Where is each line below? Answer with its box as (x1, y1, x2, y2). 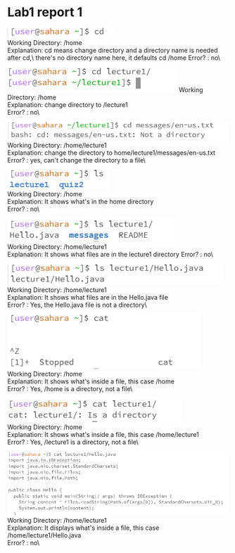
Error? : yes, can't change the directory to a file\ (7, 155, 146, 164)
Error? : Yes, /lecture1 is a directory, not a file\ (7, 438, 139, 446)
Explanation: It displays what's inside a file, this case (7, 523, 160, 532)
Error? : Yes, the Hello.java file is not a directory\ (7, 300, 148, 309)
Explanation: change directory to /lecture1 (7, 100, 128, 109)
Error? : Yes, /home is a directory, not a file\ (7, 384, 133, 393)
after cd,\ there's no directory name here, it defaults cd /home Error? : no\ (7, 53, 220, 62)
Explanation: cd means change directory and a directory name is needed (7, 46, 218, 54)
